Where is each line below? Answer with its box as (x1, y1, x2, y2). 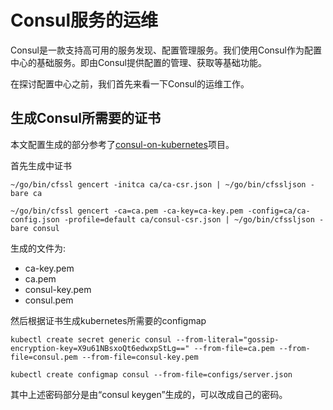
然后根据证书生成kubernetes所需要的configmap (10, 314, 207, 326)
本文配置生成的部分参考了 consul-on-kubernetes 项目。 (10, 138, 235, 150)
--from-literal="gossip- (175, 334, 280, 345)
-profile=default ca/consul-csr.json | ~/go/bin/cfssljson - (63, 214, 325, 225)
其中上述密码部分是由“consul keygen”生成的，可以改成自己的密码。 (10, 388, 288, 400)
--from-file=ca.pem (193, 343, 275, 353)
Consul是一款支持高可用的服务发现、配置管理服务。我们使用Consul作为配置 (10, 44, 322, 56)
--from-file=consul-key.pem (81, 352, 199, 362)
